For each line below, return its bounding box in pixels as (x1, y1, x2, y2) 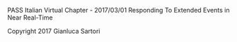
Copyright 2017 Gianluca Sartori (7, 27, 100, 35)
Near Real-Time (7, 13, 53, 22)
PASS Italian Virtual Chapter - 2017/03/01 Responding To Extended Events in (7, 6, 230, 14)
